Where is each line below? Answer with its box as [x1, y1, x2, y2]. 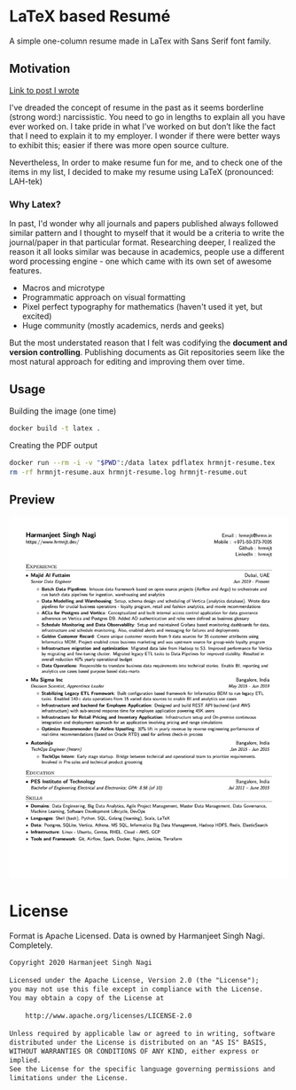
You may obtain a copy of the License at [9, 993, 165, 1002]
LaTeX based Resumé [9, 6, 171, 27]
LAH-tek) [9, 176, 43, 186]
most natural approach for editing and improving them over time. [9, 357, 245, 367]
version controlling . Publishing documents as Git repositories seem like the [9, 347, 285, 358]
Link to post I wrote [9, 84, 80, 95]
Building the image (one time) [9, 406, 117, 416]
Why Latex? [9, 198, 62, 210]
